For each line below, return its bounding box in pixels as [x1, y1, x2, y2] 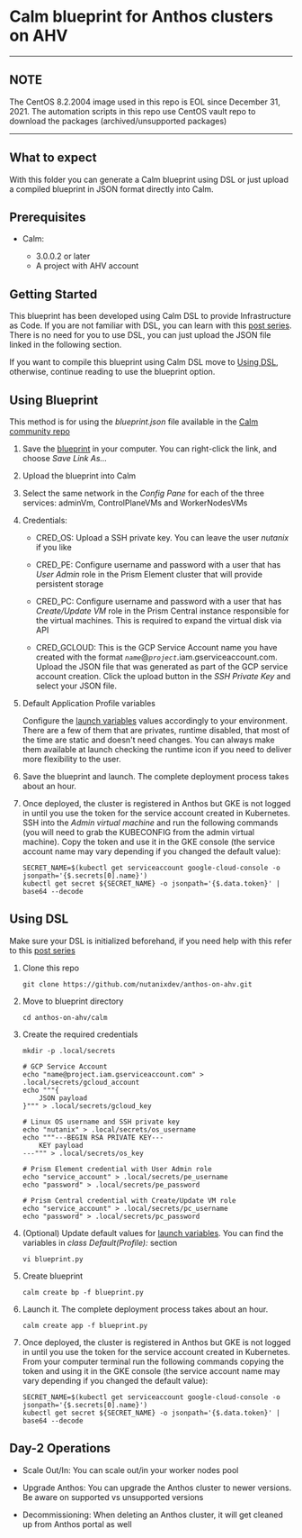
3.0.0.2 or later [35, 250, 91, 262]
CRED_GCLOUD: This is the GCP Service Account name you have [35, 642, 278, 652]
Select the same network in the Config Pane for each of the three [22, 488, 265, 498]
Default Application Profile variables [22, 698, 155, 708]
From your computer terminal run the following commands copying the [22, 1356, 285, 1367]
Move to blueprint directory [22, 996, 124, 1006]
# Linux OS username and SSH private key [22, 1117, 180, 1126]
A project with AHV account [35, 260, 139, 271]
